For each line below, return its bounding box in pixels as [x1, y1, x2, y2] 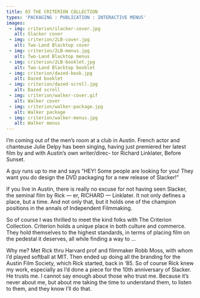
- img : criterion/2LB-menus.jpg [8, 48, 90, 54]
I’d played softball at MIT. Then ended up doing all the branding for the [6, 253, 181, 261]
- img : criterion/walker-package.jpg [8, 103, 103, 110]
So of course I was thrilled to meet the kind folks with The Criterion [6, 216, 172, 224]
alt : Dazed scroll [14, 87, 61, 93]
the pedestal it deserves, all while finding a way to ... [6, 235, 136, 243]
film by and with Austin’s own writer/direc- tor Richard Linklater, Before [6, 149, 181, 156]
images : [6, 20, 26, 26]
